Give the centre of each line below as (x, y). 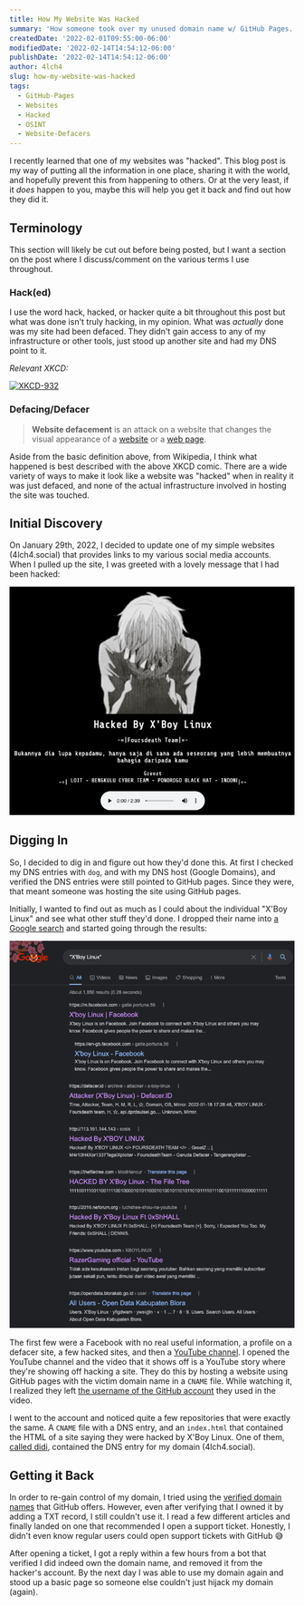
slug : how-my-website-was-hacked (72, 77)
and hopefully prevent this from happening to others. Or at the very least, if (149, 180)
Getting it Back (52, 1475)
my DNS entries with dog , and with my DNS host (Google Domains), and (142, 871)
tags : (19, 86)
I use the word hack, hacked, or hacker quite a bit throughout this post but (147, 312)
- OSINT (32, 124)
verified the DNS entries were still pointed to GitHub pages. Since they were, (152, 881)
